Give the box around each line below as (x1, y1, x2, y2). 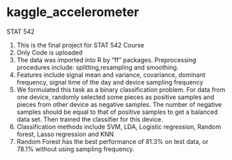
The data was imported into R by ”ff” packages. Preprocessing (16, 55, 196, 64)
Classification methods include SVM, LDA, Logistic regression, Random (16, 122, 222, 131)
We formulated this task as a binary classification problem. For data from (16, 85, 226, 94)
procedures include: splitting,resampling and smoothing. (16, 63, 179, 71)
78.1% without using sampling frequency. (16, 145, 135, 153)
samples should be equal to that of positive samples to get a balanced (16, 108, 218, 116)
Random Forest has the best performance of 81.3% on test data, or (16, 137, 209, 145)
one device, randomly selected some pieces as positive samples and (16, 92, 215, 101)
